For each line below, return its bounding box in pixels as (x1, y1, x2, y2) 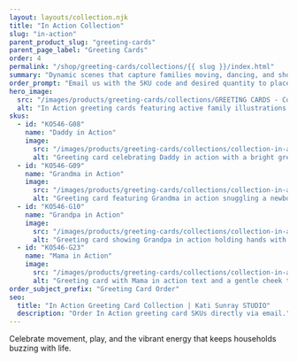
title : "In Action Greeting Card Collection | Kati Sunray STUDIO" (17, 301, 271, 310)
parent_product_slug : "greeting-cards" (9, 37, 156, 47)
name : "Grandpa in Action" (25, 210, 125, 220)
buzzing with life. (9, 343, 72, 354)
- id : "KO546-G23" (17, 243, 86, 252)
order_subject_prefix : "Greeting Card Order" (9, 284, 179, 293)
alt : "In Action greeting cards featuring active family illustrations (17, 104, 287, 112)
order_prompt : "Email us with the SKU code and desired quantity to (9, 79, 267, 88)
